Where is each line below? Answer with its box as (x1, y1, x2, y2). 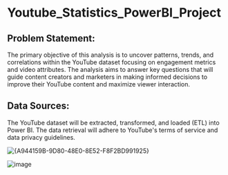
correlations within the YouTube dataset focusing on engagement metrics (7, 58, 216, 66)
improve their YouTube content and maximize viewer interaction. (7, 80, 190, 88)
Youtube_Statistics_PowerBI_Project (7, 5, 221, 21)
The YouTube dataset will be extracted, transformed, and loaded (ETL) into (7, 118, 220, 127)
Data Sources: (7, 100, 70, 112)
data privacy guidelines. (7, 133, 76, 141)
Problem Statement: (7, 33, 95, 44)
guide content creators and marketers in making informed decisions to (7, 73, 208, 81)
